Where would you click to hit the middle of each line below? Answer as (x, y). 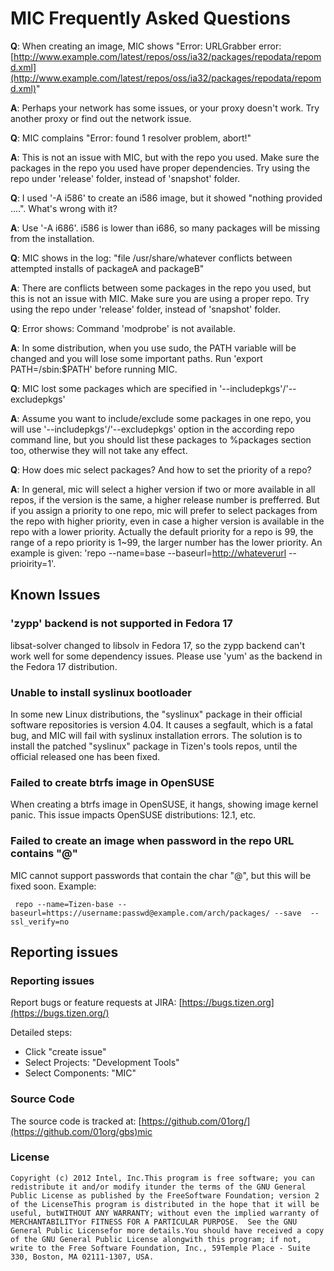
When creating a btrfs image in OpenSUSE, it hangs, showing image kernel (164, 804)
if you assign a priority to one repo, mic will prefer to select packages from (164, 510)
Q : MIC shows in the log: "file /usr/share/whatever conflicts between (151, 258)
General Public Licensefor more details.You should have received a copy (167, 1230)
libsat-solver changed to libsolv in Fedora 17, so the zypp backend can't (158, 645)
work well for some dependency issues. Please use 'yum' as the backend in (166, 656)
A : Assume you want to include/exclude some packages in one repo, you (161, 418)
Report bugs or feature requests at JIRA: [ (96, 1003)
